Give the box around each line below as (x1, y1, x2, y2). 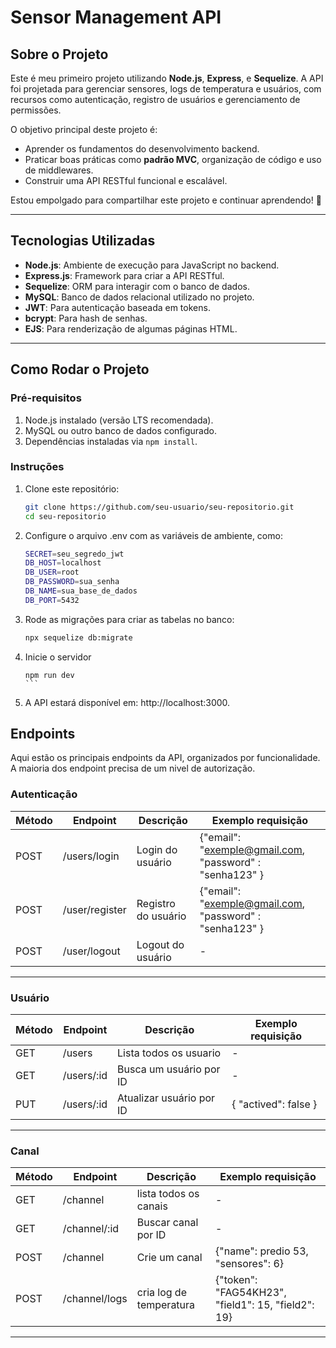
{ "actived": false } (231, 1097, 318, 1111)
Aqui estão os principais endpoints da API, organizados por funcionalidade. (10, 752, 321, 764)
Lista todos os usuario (117, 1046, 222, 1060)
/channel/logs (62, 1292, 128, 1306)
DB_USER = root (24, 567, 80, 578)
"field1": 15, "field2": (215, 1298, 315, 1312)
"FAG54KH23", (215, 1286, 287, 1300)
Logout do (136, 937, 185, 951)
